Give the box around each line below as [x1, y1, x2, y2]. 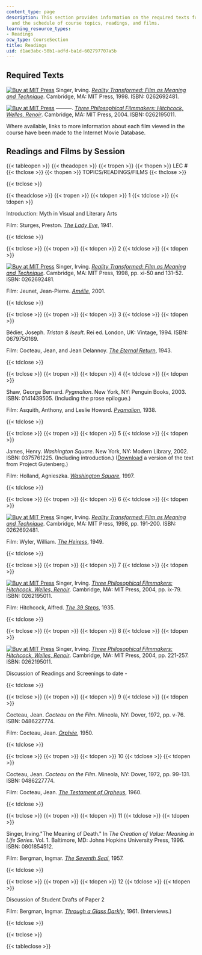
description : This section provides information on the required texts [6, 14, 189, 20]
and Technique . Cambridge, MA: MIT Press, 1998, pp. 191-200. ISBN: [6, 520, 177, 527]
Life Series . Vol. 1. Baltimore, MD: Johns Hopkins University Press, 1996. [6, 836, 185, 844]
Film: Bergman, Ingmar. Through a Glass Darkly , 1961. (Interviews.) [6, 907, 172, 915]
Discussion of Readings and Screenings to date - [6, 670, 127, 677]
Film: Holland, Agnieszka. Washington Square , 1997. [6, 472, 135, 479]
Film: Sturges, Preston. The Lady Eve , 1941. [6, 222, 114, 229]
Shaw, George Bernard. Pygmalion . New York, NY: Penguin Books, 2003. [6, 388, 186, 396]
